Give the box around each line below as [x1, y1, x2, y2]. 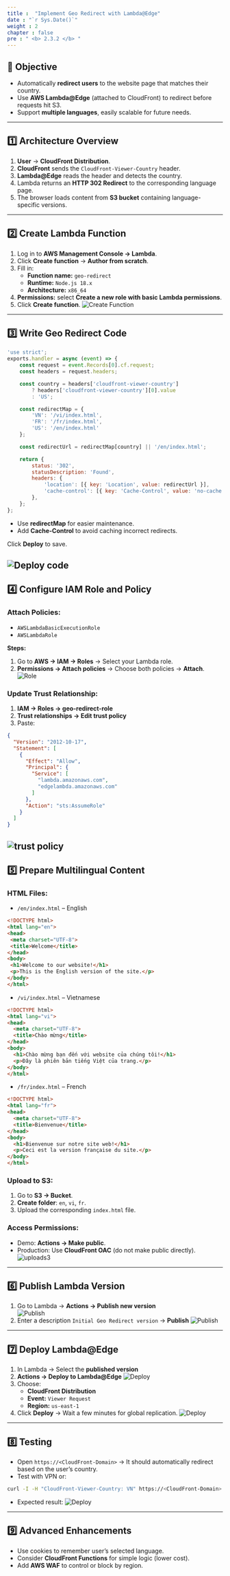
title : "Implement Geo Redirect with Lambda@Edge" [7, 10, 161, 17]
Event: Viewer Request [27, 1394, 91, 1403]
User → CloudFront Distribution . [16, 157, 111, 165]
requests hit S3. [16, 101, 62, 109]
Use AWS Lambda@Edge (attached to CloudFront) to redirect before [16, 93, 212, 101]
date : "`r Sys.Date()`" [7, 16, 78, 23]
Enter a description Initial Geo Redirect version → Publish [16, 1316, 190, 1325]
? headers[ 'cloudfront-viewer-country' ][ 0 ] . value [31, 386, 176, 394]
